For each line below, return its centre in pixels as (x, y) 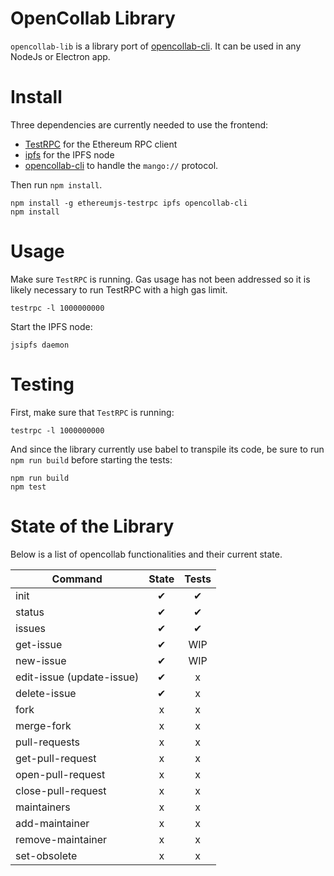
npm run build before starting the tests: (91, 459)
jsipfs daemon (40, 345)
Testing (42, 384)
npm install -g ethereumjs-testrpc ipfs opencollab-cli (129, 203)
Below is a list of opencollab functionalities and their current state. (146, 554)
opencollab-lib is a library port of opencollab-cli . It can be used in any (156, 46)
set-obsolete (46, 855)
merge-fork (43, 725)
